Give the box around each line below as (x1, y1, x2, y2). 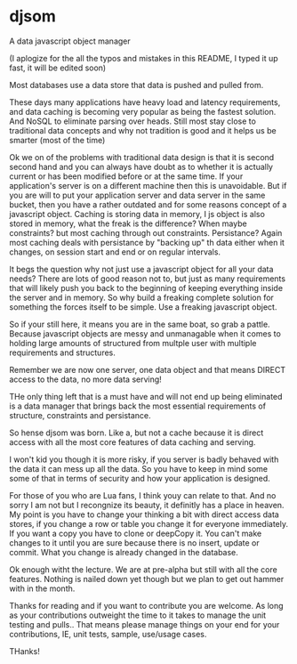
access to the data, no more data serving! (9, 374, 162, 385)
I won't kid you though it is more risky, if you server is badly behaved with (9, 454, 279, 465)
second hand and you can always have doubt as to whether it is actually (9, 161, 274, 172)
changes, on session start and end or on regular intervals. (9, 247, 221, 257)
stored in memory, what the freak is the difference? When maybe (9, 218, 247, 229)
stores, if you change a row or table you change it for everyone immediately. (9, 518, 289, 529)
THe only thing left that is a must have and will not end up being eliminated (9, 391, 283, 401)
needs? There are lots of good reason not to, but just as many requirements (9, 273, 286, 284)
